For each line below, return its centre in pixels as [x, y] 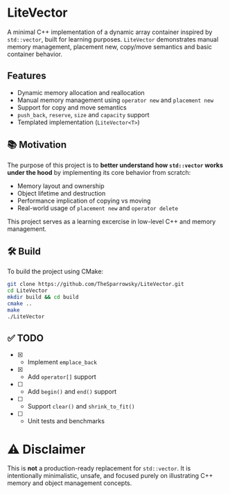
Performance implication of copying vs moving [84, 201]
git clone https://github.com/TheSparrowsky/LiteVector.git [96, 284]
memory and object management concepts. [70, 483]
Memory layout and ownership [61, 186]
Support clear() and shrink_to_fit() [81, 407]
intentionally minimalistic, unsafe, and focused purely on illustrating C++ [110, 476]
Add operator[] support [62, 377]
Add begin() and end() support [72, 392]
